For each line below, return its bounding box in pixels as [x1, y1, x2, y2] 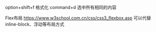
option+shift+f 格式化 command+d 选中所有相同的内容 [5, 4, 117, 10]
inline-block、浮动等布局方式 [5, 21, 65, 27]
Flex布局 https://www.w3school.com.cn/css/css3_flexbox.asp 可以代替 [5, 15, 151, 21]
